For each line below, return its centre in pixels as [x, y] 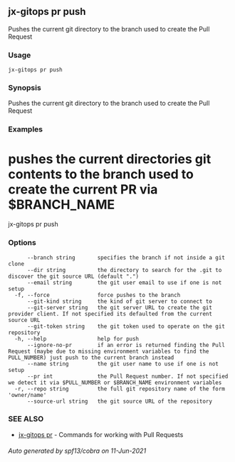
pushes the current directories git [110, 159]
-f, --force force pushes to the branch [98, 295]
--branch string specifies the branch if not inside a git [126, 257]
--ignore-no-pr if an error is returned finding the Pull [126, 345]
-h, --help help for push [77, 338]
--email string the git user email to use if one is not [124, 282]
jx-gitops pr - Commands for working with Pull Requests [101, 434]
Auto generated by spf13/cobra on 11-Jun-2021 [77, 451]
